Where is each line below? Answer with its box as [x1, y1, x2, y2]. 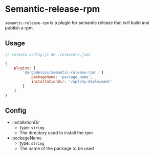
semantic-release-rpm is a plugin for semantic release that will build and [5, 20, 150, 26]
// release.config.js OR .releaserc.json [5, 52, 91, 57]
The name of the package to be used [19, 146, 94, 152]
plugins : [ [14, 65, 36, 71]
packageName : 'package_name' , [31, 75, 93, 79]
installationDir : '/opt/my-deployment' [31, 79, 112, 84]
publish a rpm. [5, 25, 34, 30]
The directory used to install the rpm [19, 130, 93, 136]
